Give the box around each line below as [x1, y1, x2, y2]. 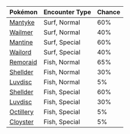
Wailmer [9, 28, 34, 36]
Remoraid [9, 58, 37, 66]
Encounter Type [43, 8, 91, 16]
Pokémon [9, 8, 38, 16]
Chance [97, 8, 121, 16]
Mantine [9, 38, 33, 47]
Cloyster [9, 117, 34, 126]
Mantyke [9, 18, 35, 26]
